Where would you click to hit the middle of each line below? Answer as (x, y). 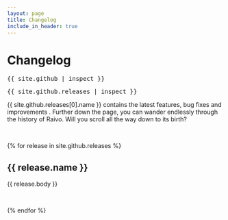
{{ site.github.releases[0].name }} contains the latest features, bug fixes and (114, 105)
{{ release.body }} (33, 184)
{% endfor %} (27, 210)
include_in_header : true (42, 26)
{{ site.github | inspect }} (56, 79)
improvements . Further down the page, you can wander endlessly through (112, 112)
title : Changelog (32, 20)
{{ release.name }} (48, 168)
